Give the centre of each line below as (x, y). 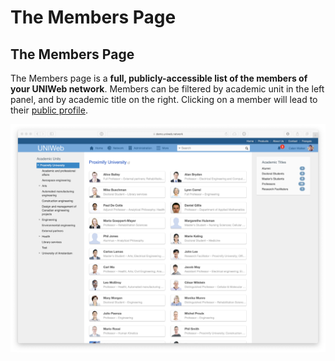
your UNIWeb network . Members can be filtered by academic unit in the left (167, 89)
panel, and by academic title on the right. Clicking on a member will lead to (164, 99)
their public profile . (49, 110)
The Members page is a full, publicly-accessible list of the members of (159, 78)
